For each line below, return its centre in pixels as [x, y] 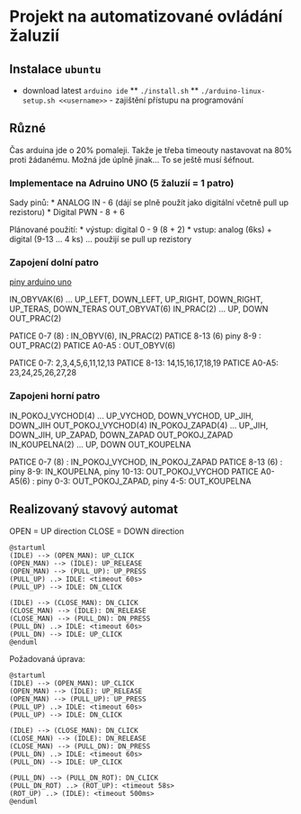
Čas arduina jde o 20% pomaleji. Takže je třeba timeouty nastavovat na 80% [151, 149]
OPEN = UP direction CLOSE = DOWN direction [97, 531]
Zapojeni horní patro [55, 396]
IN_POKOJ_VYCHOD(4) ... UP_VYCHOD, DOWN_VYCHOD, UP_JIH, [132, 415]
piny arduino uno [40, 282]
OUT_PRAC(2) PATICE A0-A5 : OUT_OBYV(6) [93, 346]
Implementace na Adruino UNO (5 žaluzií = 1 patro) [122, 183]
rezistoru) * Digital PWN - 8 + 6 [67, 213]
